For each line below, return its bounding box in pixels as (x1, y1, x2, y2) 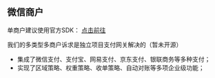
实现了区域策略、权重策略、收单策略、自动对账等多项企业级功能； (17, 64, 205, 72)
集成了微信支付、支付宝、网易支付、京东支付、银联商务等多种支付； (17, 55, 211, 63)
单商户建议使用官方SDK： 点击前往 (7, 26, 106, 34)
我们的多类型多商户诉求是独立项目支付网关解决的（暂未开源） (7, 40, 183, 49)
